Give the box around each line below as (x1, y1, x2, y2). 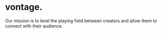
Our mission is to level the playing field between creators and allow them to (5, 18, 157, 24)
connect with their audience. (5, 23, 63, 29)
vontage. (5, 1, 43, 13)
